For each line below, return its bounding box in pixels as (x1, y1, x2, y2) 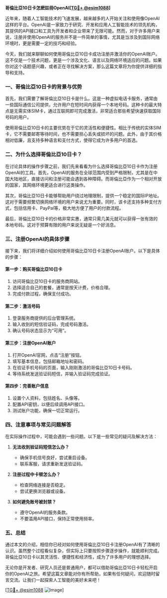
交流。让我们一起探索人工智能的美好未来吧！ (9, 577, 101, 583)
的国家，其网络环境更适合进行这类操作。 (5, 182, 88, 188)
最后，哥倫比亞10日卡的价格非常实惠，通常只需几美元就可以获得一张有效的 (5, 215, 158, 221)
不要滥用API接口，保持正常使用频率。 (19, 516, 97, 521)
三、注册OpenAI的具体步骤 (5, 235, 70, 242)
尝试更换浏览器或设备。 (19, 488, 68, 494)
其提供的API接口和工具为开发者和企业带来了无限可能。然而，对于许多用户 (5, 28, 156, 34)
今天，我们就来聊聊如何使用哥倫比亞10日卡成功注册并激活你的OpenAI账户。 (5, 51, 160, 57)
